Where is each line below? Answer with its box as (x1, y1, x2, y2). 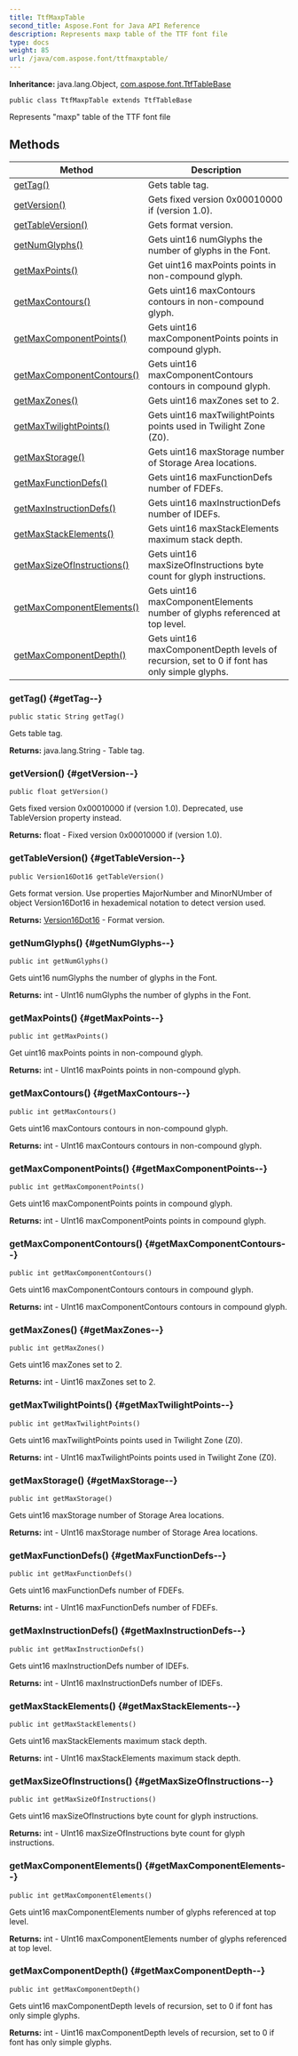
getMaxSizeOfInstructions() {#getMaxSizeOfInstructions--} (9, 1775, 274, 1787)
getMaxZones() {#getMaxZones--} (9, 1324, 164, 1337)
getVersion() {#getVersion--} (9, 767, 139, 780)
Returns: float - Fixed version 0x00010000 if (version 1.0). (9, 830, 223, 840)
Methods (9, 137, 60, 152)
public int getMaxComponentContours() (9, 1269, 153, 1278)
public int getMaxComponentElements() (9, 1891, 153, 1899)
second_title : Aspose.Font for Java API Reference (9, 21, 200, 30)
